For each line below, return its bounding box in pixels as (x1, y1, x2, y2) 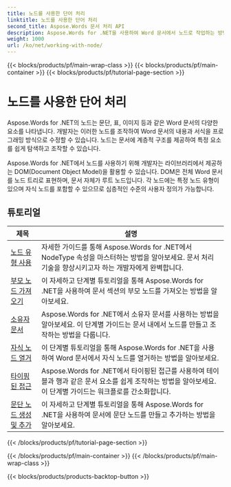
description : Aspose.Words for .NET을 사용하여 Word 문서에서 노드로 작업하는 (7, 29, 215, 36)
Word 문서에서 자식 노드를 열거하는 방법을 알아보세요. (56, 353, 219, 362)
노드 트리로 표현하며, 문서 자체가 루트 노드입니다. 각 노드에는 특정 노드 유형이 (14, 176, 220, 184)
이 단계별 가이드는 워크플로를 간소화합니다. (41, 387, 171, 396)
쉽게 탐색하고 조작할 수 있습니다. (14, 144, 101, 152)
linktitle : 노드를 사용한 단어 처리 (7, 17, 98, 23)
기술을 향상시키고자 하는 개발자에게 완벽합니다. (41, 263, 184, 272)
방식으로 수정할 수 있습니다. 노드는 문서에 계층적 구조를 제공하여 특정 (25, 136, 209, 144)
